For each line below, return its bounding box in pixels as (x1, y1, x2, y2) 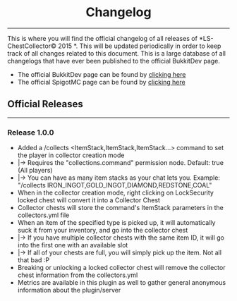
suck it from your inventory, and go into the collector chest (17, 226, 188, 235)
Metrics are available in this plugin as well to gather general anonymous (17, 278, 226, 287)
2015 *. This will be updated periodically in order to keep (58, 42, 221, 50)
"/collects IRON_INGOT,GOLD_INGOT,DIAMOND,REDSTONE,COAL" (17, 181, 212, 190)
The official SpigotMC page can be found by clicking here (17, 78, 186, 86)
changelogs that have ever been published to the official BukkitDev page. (7, 56, 221, 65)
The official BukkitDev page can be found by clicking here (17, 70, 186, 78)
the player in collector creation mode (17, 151, 125, 159)
